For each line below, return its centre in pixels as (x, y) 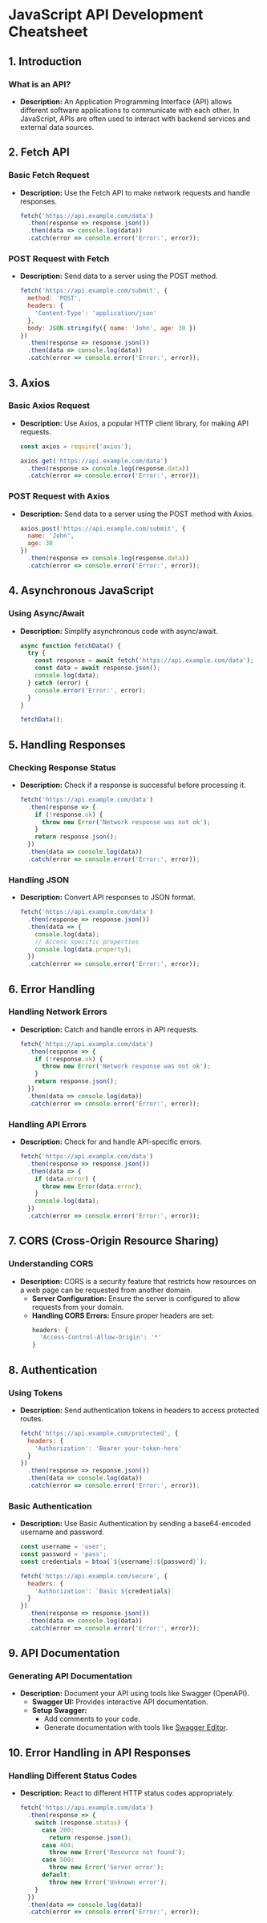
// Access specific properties (87, 942)
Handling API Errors (47, 1124)
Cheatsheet (48, 32)
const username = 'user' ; (63, 1547)
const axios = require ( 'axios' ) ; (76, 446)
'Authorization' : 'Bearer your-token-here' (108, 1448)
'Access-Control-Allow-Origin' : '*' (100, 1337)
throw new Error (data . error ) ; (92, 1186)
